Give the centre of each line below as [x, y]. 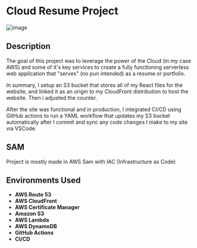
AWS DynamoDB [36, 226]
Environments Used [43, 180]
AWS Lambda [32, 220]
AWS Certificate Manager [47, 207]
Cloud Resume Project [62, 11]
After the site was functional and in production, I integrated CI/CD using [94, 109]
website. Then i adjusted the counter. [51, 97]
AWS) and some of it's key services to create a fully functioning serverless [98, 67]
